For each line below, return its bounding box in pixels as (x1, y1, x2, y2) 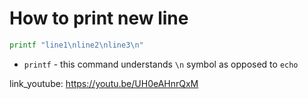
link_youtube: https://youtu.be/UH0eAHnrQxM (9, 77, 199, 89)
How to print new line (9, 7, 189, 30)
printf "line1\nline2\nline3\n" (9, 40, 144, 50)
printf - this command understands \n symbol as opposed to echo (23, 58, 299, 70)
